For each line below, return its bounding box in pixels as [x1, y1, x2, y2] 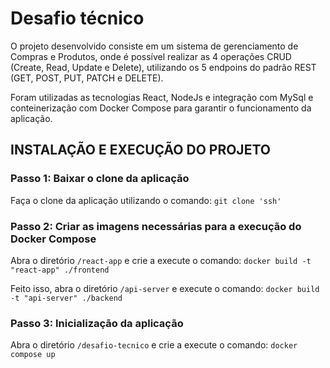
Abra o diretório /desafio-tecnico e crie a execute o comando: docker [10, 339, 298, 351]
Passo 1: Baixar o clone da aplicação [10, 172, 190, 186]
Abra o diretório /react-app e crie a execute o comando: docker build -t [10, 254, 312, 266]
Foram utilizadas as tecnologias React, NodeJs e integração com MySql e [10, 91, 314, 103]
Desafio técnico [10, 7, 145, 30]
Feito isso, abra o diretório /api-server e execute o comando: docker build [10, 282, 320, 294]
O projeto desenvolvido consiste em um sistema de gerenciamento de [10, 40, 299, 52]
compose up [10, 350, 56, 360]
